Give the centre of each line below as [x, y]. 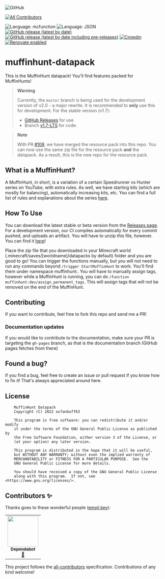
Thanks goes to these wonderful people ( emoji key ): [58, 508]
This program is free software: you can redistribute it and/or [81, 421]
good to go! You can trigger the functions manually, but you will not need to [82, 261]
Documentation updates [35, 327]
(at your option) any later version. [53, 442]
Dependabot [23, 549]
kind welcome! [20, 572]
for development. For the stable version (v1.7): [64, 110]
